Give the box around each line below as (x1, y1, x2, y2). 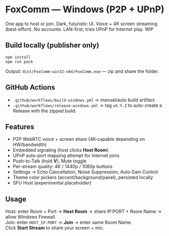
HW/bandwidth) (12, 141, 47, 148)
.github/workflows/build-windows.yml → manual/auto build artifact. (12, 97, 156, 103)
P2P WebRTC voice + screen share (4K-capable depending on (12, 136, 145, 142)
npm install (5, 55, 31, 60)
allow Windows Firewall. (5, 214, 57, 220)
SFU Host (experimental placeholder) (12, 180, 91, 186)
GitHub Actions (5, 83, 55, 92)
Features (5, 122, 34, 131)
